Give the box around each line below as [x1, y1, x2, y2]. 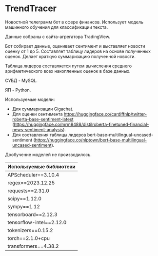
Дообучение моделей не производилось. [5, 152, 92, 158]
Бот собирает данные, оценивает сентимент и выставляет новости [5, 43, 145, 49]
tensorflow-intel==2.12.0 [7, 219, 67, 226]
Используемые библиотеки [7, 163, 76, 170]
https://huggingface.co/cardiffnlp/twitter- [63, 111, 147, 117]
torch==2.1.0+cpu [7, 235, 50, 241]
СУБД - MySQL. [5, 78, 38, 83]
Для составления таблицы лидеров [12, 132, 86, 138]
